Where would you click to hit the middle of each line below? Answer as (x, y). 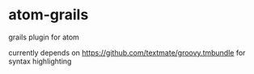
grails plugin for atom (44, 37)
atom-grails (49, 15)
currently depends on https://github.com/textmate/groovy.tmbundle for (127, 52)
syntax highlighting (40, 61)
